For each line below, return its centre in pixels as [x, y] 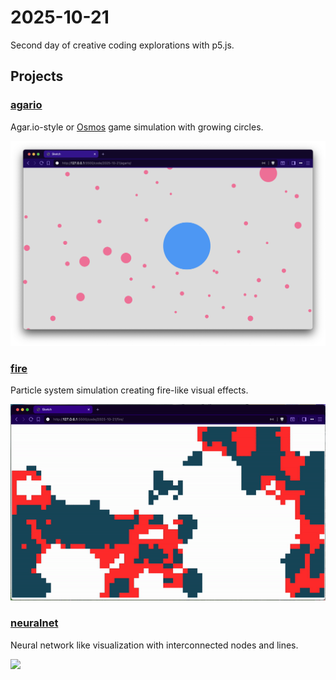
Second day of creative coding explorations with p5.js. [122, 45]
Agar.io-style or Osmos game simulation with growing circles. [137, 127]
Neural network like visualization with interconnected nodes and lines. [154, 645]
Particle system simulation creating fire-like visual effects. [129, 390]
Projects [37, 76]
